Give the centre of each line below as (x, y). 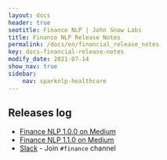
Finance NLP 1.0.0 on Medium (67, 132)
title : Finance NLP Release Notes (65, 37)
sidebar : (22, 74)
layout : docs (29, 15)
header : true (29, 23)
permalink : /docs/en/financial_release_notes (83, 45)
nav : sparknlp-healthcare (65, 81)
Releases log (40, 113)
